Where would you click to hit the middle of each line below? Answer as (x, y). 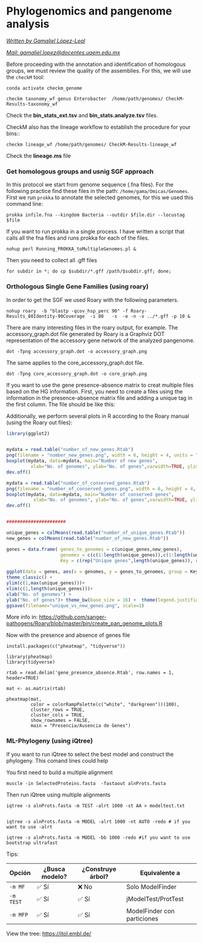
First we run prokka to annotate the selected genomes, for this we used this (100, 197)
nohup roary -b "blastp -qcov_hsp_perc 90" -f (67, 311)
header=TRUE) (23, 678)
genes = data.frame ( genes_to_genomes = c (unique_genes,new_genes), (94, 549)
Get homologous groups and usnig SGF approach (80, 171)
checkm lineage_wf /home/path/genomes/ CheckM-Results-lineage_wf (92, 144)
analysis (28, 24)
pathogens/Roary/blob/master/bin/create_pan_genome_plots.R (85, 623)
